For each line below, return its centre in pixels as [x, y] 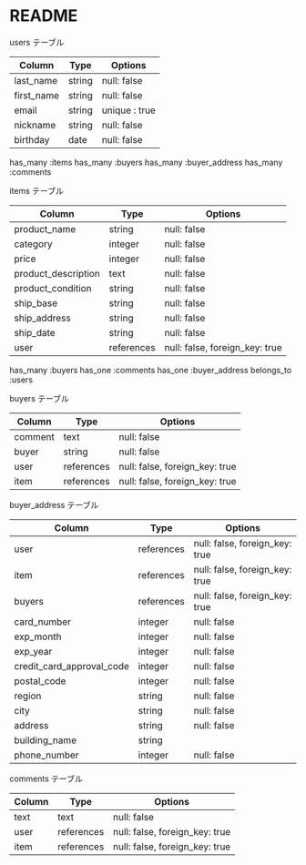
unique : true [129, 110]
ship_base [36, 303]
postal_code [40, 681]
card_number [42, 622]
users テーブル [37, 42]
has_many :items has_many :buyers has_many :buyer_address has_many [146, 162]
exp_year [33, 651]
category [33, 244]
